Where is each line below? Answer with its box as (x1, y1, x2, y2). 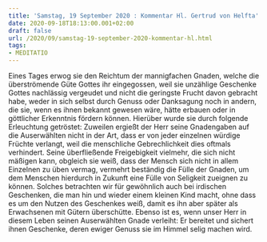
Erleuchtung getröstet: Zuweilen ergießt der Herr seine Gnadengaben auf (8, 122, 249, 131)
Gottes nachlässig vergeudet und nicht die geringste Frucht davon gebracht (8, 88, 258, 97)
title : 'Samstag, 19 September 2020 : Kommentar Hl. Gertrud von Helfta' (8, 11, 260, 20)
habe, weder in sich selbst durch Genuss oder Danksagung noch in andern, (8, 97, 257, 106)
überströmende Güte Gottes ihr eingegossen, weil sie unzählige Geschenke (8, 79, 257, 89)
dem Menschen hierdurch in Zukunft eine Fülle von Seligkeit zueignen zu (8, 173, 248, 183)
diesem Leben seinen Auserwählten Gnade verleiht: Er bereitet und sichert (8, 216, 254, 225)
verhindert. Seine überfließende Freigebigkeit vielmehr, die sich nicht (8, 147, 236, 157)
